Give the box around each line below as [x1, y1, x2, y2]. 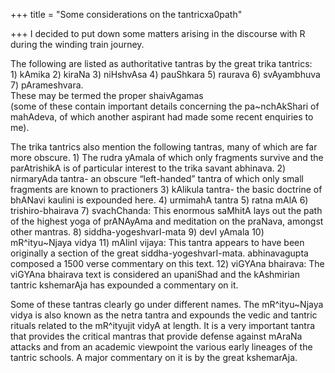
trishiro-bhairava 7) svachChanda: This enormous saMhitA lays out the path [10, 205, 323, 216]
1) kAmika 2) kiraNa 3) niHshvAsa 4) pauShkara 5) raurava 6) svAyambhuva [10, 69, 321, 80]
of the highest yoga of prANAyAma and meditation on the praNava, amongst [10, 215, 324, 227]
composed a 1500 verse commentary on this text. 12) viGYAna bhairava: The [10, 258, 325, 269]
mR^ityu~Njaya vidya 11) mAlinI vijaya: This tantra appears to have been [10, 237, 305, 248]
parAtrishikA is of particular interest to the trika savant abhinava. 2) [10, 162, 287, 174]
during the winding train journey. [10, 39, 145, 50]
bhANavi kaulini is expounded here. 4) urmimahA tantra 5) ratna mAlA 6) [10, 194, 309, 206]
